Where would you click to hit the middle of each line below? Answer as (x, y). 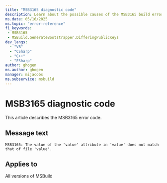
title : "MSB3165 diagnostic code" (41, 10)
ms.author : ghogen (24, 70)
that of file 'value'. (29, 149)
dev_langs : (16, 42)
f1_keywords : (19, 28)
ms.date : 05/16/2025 (27, 19)
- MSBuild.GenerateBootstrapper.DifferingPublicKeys (63, 38)
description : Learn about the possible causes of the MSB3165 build (78, 14)
